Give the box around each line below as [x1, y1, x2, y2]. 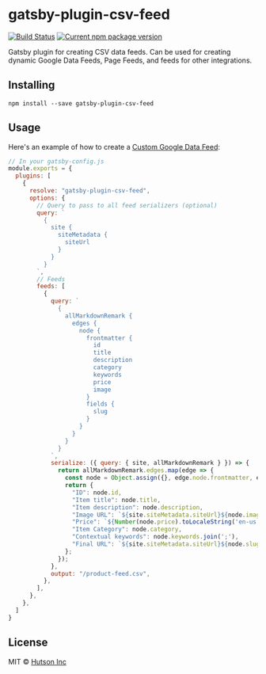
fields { [85, 400, 115, 409]
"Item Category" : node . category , [71, 525, 182, 534]
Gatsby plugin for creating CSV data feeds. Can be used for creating [8, 47, 231, 56]
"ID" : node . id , [71, 489, 123, 497]
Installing [8, 78, 55, 92]
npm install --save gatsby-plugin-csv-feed [8, 99, 154, 108]
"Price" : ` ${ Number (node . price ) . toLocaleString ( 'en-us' [71, 518, 260, 526]
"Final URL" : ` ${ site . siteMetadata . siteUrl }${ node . [71, 540, 246, 548]
